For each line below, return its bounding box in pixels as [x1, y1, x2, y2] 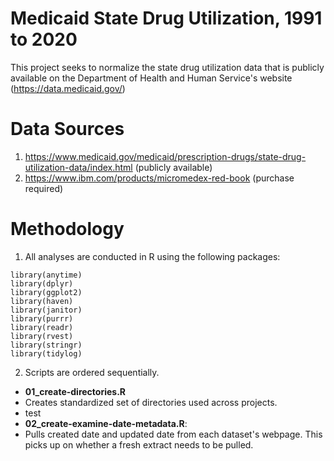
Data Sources [10, 118, 125, 141]
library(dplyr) [10, 278, 74, 289]
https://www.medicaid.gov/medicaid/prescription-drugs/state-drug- [24, 150, 307, 162]
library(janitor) [10, 305, 83, 315]
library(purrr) [10, 313, 74, 324]
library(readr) [10, 322, 74, 332]
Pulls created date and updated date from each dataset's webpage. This [24, 428, 323, 440]
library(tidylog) [10, 348, 83, 359]
